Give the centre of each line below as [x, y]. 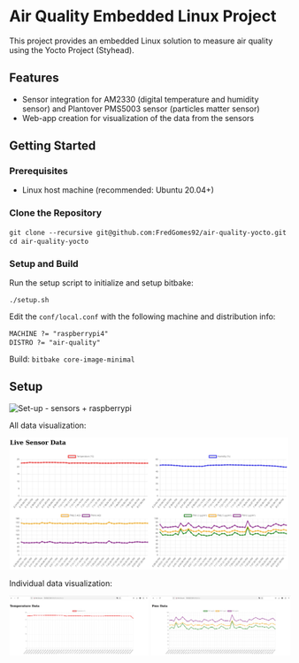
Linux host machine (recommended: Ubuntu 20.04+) [118, 190]
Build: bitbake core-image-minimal [72, 359]
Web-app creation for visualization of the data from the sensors [138, 118]
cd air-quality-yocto [49, 241]
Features [34, 78]
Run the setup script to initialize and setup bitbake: [101, 283]
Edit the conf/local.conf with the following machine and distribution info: [142, 316]
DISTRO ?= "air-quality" [55, 343]
